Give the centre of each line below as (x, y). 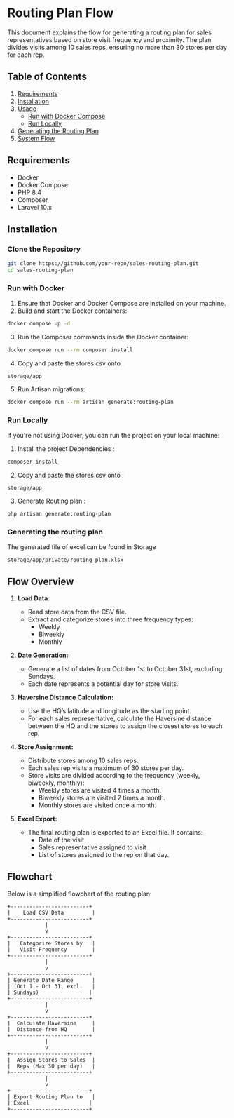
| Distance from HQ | (51, 1029)
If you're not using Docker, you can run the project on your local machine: (113, 436)
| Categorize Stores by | (51, 943)
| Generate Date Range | (51, 980)
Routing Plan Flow (61, 13)
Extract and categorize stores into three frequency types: (111, 619)
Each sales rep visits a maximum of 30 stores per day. (106, 768)
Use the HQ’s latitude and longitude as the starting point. (109, 711)
